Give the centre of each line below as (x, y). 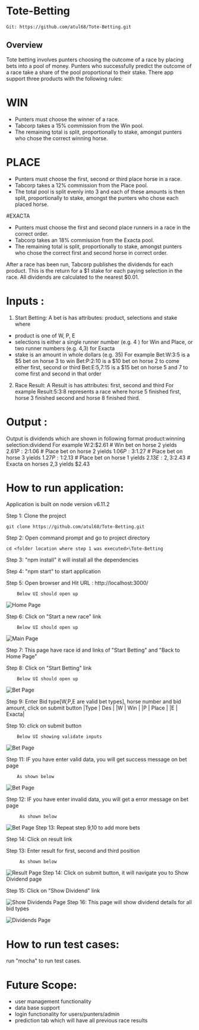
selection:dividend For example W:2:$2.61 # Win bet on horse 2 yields (91, 445)
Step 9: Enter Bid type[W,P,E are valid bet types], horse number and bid (94, 702)
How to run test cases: (63, 944)
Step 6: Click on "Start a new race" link (54, 616)
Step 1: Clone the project (36, 516)
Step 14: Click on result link (39, 839)
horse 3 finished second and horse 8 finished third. (78, 397)
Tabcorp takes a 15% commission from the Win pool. (79, 125)
